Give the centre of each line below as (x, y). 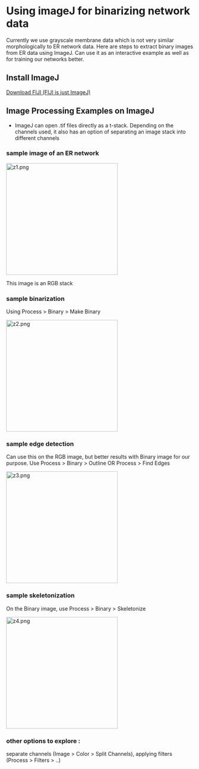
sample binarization (36, 298)
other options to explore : (43, 741)
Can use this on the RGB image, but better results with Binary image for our (98, 457)
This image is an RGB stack (40, 283)
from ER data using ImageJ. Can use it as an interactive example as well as (97, 52)
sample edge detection (40, 444)
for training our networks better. (45, 59)
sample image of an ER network (53, 153)
